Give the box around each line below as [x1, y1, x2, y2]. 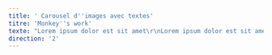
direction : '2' [8, 34, 60, 43]
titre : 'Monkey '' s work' [8, 19, 92, 27]
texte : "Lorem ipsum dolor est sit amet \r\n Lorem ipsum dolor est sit [8, 27, 252, 35]
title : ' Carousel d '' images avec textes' [8, 11, 154, 20]
